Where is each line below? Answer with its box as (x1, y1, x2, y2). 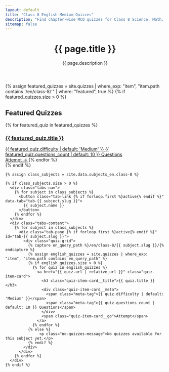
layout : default (5, 7, 39, 13)
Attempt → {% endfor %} (5, 157, 57, 163)
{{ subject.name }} (23, 203, 65, 208)
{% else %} (27, 327, 51, 332)
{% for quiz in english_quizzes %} (32, 265, 108, 270)
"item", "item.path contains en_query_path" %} (5, 256, 108, 261)
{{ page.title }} (54, 44, 116, 55)
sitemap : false (5, 21, 37, 27)
